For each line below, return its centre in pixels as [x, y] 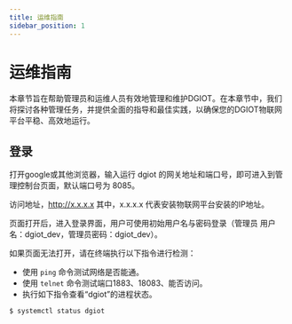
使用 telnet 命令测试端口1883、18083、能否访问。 [114, 283]
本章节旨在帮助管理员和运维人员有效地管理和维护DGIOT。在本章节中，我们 [146, 99]
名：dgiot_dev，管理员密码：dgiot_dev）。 [86, 234]
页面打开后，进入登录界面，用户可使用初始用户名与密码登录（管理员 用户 [142, 224]
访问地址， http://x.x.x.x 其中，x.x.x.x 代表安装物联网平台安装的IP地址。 [139, 204]
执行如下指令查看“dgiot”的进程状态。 [89, 295]
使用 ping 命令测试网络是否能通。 [83, 273]
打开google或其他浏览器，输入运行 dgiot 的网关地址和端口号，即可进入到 [142, 175]
